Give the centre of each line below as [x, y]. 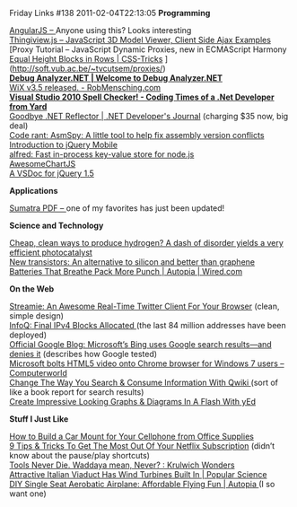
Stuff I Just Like [39, 419]
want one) [28, 494]
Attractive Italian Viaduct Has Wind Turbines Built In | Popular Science [138, 474]
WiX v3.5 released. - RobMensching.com [85, 87]
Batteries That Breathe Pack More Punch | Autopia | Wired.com [126, 271]
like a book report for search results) [77, 392]
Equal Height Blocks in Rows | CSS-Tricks [86, 59]
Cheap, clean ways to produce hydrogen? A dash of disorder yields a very [147, 243]
